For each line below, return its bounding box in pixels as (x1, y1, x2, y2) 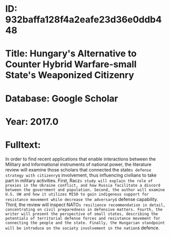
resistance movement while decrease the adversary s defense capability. (5, 196, 158, 202)
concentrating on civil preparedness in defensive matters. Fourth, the (5, 207, 163, 212)
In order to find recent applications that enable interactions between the (5, 156, 156, 162)
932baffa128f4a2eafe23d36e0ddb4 (5, 14, 162, 25)
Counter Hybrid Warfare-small (5, 59, 137, 70)
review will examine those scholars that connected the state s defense (5, 166, 152, 173)
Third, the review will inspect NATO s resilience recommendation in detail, (5, 201, 165, 208)
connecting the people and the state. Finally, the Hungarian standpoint (5, 220, 165, 225)
